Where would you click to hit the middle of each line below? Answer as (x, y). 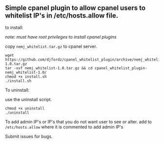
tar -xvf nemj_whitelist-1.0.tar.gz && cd (49, 68)
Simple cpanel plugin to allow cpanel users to (75, 8)
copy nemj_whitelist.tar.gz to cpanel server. (51, 46)
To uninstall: (17, 90)
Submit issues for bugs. (29, 136)
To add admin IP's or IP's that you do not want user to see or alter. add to (79, 122)
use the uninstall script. (29, 99)
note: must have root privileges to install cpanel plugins (61, 37)
